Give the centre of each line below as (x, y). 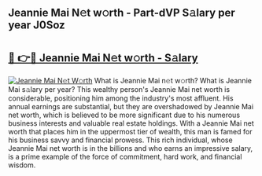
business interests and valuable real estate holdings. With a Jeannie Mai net (131, 123)
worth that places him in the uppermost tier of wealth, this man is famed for (130, 132)
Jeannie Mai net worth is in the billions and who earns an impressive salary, (131, 148)
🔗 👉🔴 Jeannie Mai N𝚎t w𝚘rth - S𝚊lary (103, 58)
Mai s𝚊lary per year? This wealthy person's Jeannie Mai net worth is (119, 89)
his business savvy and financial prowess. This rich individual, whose (121, 140)
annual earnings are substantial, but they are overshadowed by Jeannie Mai (131, 106)
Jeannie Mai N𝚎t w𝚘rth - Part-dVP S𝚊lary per (122, 13)
